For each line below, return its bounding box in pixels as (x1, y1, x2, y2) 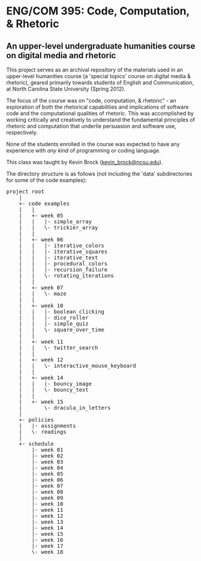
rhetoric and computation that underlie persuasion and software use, (6, 123, 176, 130)
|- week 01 (31, 446, 64, 453)
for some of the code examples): (6, 177, 87, 184)
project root (6, 188, 45, 195)
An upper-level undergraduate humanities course (6, 41, 196, 51)
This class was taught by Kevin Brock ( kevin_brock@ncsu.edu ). (6, 159, 163, 166)
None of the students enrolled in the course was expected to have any (6, 141, 180, 148)
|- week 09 (31, 494, 64, 501)
